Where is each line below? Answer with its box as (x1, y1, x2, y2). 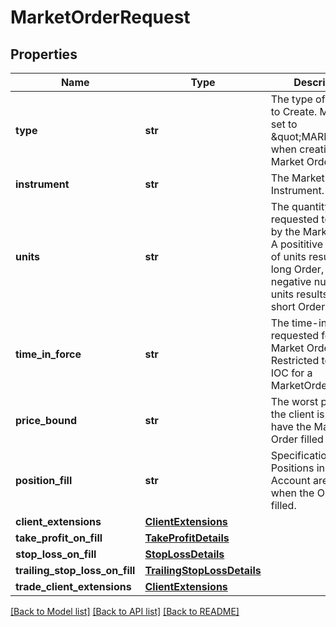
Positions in (270, 461, 325, 475)
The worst (270, 395, 319, 408)
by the (270, 225, 301, 238)
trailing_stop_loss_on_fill (15, 564, 136, 577)
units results (270, 287, 328, 301)
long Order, (270, 262, 325, 276)
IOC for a (270, 366, 313, 380)
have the (270, 420, 312, 433)
